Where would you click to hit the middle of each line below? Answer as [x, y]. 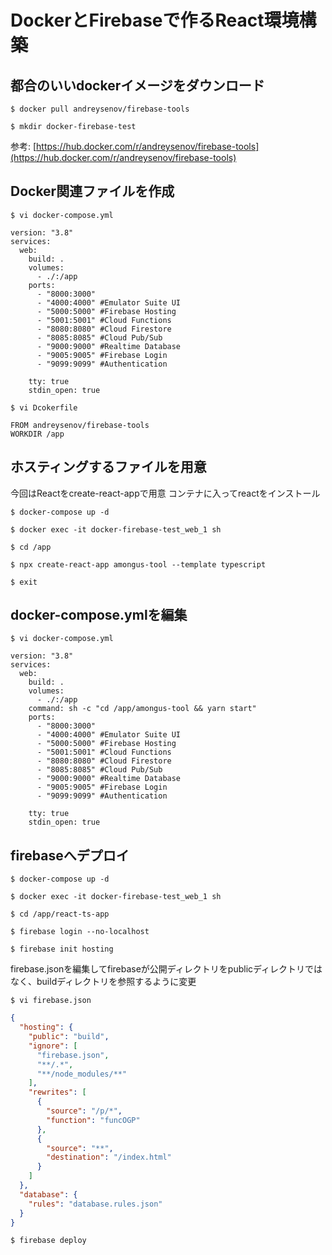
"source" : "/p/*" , [84, 1111]
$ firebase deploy [48, 1241]
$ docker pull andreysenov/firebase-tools [100, 109]
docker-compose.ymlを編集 [99, 615]
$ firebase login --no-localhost [80, 932]
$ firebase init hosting [62, 949]
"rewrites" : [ [57, 1092]
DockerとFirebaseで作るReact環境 [155, 20]
